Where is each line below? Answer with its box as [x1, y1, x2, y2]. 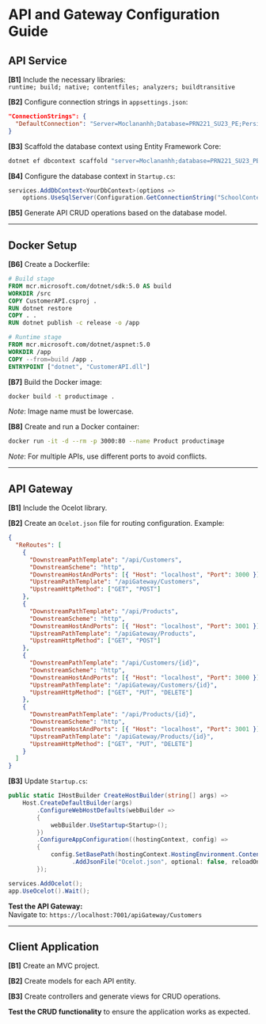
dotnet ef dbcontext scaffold [8, 157, 108, 165]
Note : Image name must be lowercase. [8, 406, 135, 417]
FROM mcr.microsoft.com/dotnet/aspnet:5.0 [8, 341, 150, 349]
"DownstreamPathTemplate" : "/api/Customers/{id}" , [28, 659, 200, 667]
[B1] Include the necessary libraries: [8, 75, 126, 84]
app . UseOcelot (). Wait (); [8, 887, 90, 895]
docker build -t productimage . [8, 392, 115, 401]
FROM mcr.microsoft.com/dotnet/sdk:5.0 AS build [8, 282, 172, 290]
